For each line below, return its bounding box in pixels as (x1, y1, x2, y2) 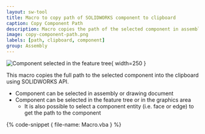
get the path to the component (24, 109, 101, 116)
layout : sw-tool (6, 9, 48, 15)
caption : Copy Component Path (6, 20, 84, 26)
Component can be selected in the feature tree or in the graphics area (15, 96, 191, 104)
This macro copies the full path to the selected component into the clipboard (6, 71, 199, 79)
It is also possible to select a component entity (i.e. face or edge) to (24, 102, 194, 110)
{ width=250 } (110, 59, 146, 67)
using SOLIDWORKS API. (6, 77, 69, 85)
